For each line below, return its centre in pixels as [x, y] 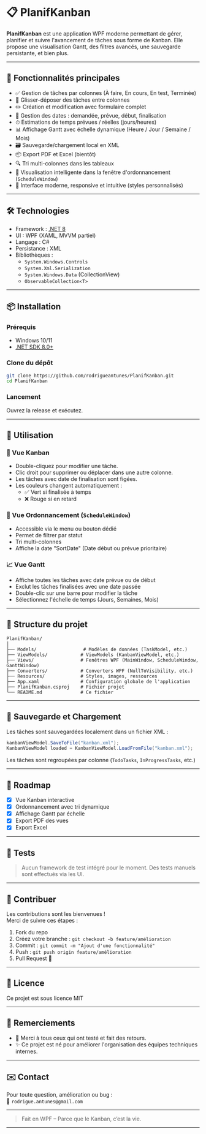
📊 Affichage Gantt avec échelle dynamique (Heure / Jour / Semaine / [103, 129]
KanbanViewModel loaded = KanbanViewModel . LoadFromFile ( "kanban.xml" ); [100, 749]
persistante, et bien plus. [38, 53]
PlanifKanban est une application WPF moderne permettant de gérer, [94, 33]
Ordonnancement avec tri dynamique [62, 807]
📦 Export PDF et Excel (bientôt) [55, 154]
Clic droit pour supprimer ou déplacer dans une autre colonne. [94, 472]
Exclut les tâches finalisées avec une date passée [78, 586]
